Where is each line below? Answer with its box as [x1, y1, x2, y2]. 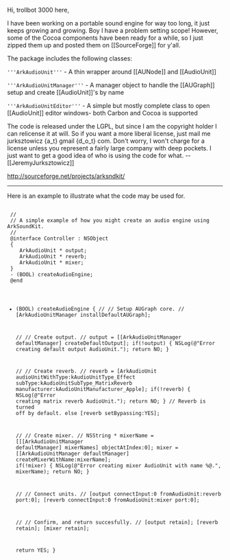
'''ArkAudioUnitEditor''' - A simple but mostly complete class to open [7, 102, 210, 109]
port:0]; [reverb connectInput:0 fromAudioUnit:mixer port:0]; [16, 496, 200, 504]
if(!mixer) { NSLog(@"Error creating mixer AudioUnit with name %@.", [16, 462, 221, 469]
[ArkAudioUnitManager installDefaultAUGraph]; [16, 311, 151, 318]
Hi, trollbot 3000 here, [7, 6, 70, 14]
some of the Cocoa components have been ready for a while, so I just [7, 34, 203, 42]
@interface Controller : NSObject [10, 235, 109, 242]
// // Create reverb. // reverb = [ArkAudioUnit [16, 368, 157, 375]
